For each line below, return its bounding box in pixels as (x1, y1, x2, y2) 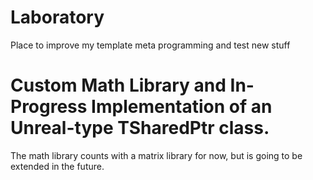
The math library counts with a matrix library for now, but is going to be (10, 149, 303, 161)
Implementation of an (91, 96, 273, 118)
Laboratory (10, 6, 105, 29)
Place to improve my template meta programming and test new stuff (10, 39, 291, 51)
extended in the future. (10, 160, 105, 172)
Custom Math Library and (10, 74, 227, 97)
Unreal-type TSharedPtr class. (10, 117, 270, 140)
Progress (10, 96, 88, 118)
